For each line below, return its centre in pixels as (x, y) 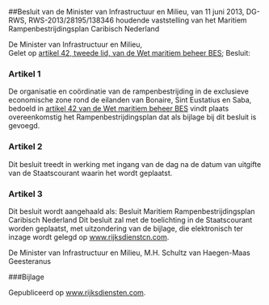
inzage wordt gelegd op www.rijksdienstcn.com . (89, 236)
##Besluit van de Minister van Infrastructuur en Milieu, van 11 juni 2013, (126, 12)
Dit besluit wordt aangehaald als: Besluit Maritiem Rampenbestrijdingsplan (132, 211)
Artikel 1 (25, 73)
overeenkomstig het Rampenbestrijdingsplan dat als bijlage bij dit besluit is (132, 117)
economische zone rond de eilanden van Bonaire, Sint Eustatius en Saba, (130, 100)
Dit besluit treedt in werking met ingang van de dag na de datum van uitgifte (135, 164)
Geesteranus (29, 261)
